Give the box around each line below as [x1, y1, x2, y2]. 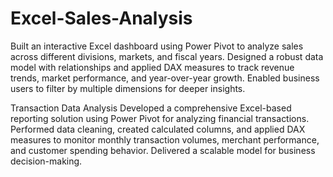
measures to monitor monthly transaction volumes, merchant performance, [10, 133, 320, 146]
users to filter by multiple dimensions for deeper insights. [10, 82, 246, 94]
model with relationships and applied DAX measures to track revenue [10, 61, 295, 73]
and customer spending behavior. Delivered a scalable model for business [10, 144, 316, 156]
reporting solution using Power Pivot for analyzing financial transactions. [10, 112, 310, 124]
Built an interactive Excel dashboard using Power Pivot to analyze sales [10, 40, 304, 52]
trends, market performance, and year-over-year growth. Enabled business [10, 72, 320, 84]
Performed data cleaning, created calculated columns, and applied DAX [10, 123, 306, 135]
